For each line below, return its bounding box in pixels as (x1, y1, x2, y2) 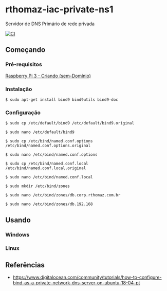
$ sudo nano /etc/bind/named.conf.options (5, 152, 98, 157)
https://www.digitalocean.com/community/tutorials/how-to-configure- (12, 274, 162, 281)
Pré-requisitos (5, 61, 42, 68)
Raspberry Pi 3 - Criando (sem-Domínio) (5, 72, 91, 79)
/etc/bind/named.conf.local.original (5, 166, 86, 171)
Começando (5, 45, 46, 54)
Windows (5, 231, 30, 238)
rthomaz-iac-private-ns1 (5, 4, 114, 15)
